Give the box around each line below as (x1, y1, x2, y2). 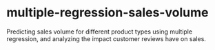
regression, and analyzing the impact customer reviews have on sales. (6, 34, 206, 42)
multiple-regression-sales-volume (6, 5, 209, 21)
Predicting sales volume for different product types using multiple (6, 27, 193, 36)
